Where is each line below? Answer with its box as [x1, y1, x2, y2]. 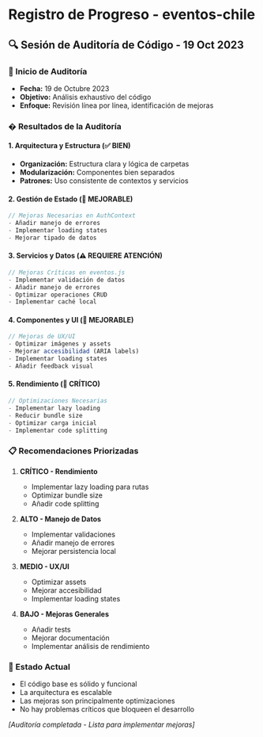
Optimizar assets [31, 577, 87, 586]
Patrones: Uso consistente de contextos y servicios [19, 176, 189, 185]
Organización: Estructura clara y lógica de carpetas [19, 159, 190, 168]
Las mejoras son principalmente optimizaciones [19, 696, 175, 706]
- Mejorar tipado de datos [8, 234, 97, 242]
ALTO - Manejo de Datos [19, 514, 101, 524]
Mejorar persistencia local [31, 546, 116, 556]
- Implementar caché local [8, 298, 97, 306]
